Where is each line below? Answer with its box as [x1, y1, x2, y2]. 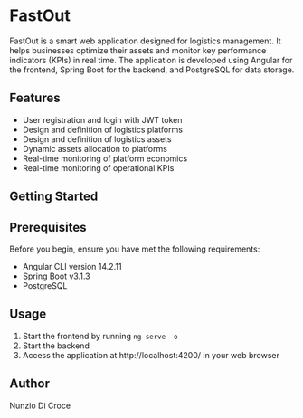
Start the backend [22, 340, 90, 351]
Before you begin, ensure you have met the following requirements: [9, 243, 260, 254]
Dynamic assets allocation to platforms [22, 143, 167, 154]
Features [9, 90, 61, 106]
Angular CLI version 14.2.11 [22, 261, 122, 271]
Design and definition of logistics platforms [22, 124, 184, 135]
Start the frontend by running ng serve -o [22, 330, 178, 341]
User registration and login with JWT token [22, 114, 183, 125]
